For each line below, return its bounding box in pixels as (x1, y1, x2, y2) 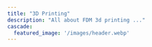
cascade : (7, 23, 33, 30)
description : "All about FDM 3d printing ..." (7, 17, 146, 23)
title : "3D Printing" (7, 10, 71, 17)
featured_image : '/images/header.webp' (13, 29, 130, 37)
